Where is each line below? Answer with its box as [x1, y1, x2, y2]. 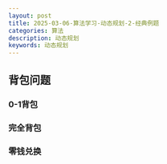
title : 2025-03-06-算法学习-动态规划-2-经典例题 [8, 19, 160, 27]
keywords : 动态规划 [8, 42, 69, 50]
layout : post [8, 11, 52, 20]
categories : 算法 [8, 26, 64, 34]
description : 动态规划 [8, 34, 79, 42]
